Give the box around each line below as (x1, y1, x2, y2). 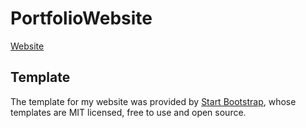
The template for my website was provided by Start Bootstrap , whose (10, 95, 297, 107)
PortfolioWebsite (10, 7, 153, 30)
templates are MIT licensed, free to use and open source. (10, 106, 247, 118)
